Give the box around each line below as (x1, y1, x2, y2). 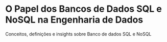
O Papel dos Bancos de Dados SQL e (5, 3, 162, 15)
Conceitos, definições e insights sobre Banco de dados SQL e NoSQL (5, 31, 152, 37)
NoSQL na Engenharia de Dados (5, 14, 144, 26)
